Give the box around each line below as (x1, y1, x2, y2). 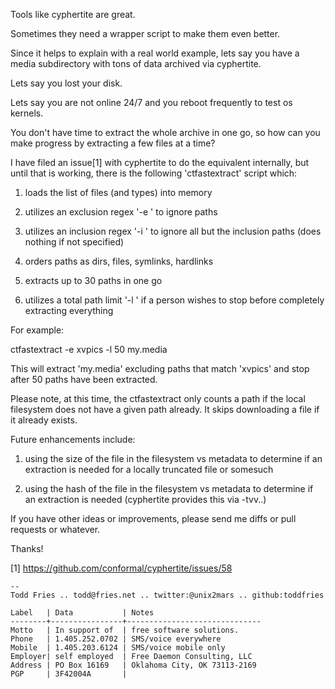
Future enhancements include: (10, 434, 136, 445)
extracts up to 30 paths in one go (24, 275, 163, 286)
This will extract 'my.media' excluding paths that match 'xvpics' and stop (10, 363, 310, 374)
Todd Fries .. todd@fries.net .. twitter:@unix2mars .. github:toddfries (10, 590, 325, 600)
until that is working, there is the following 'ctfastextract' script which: (10, 167, 298, 179)
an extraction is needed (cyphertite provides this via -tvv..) (24, 494, 267, 505)
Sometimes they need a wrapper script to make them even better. (10, 28, 281, 39)
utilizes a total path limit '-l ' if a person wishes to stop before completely (24, 294, 325, 306)
